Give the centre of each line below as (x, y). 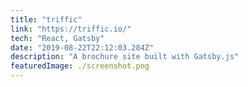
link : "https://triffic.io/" (71, 29)
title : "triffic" (46, 19)
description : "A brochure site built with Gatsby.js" (125, 57)
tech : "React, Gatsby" (57, 38)
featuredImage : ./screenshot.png (80, 66)
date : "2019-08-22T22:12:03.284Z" (82, 47)
